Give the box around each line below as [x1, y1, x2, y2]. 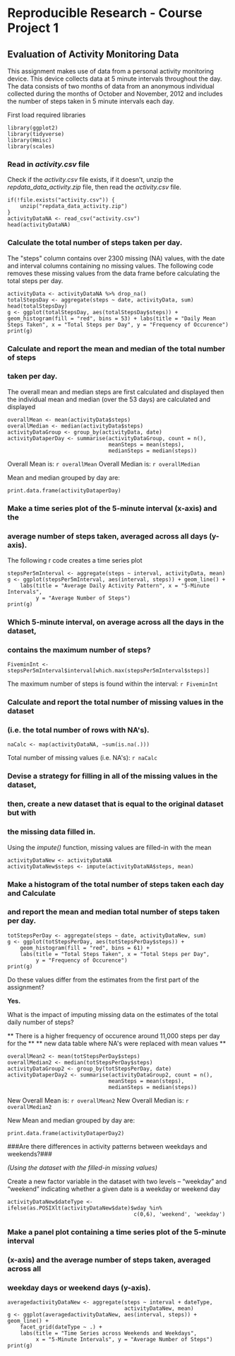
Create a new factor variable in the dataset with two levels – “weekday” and [7, 1177, 227, 1185]
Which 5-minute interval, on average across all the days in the [7, 617, 224, 627]
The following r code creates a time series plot [7, 556, 143, 565]
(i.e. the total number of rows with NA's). [7, 725, 150, 735]
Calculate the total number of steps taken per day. [7, 238, 183, 248]
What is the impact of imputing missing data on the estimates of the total [7, 1010, 219, 1018]
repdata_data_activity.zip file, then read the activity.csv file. [7, 183, 181, 192]
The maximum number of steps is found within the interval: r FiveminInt [7, 679, 219, 688]
